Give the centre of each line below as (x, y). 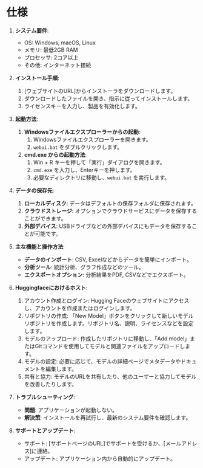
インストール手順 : (37, 78)
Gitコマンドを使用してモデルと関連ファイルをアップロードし (110, 346)
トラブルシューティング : (45, 397)
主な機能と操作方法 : (40, 246)
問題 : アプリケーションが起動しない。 (71, 410)
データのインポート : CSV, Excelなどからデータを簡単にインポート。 (108, 260)
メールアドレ (181, 443)
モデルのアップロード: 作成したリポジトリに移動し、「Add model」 (107, 339)
